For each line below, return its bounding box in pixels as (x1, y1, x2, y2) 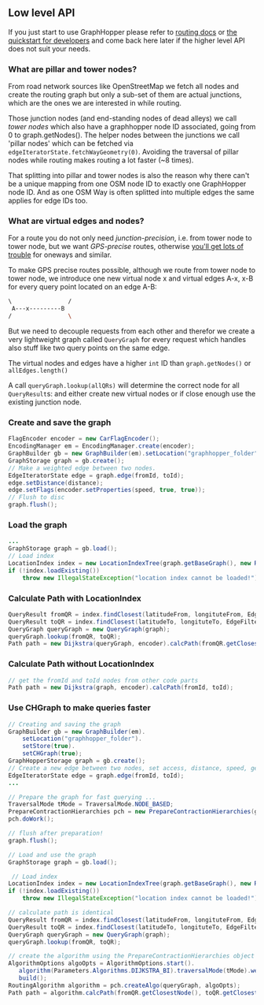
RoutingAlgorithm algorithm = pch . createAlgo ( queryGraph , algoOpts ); (8, 981, 241, 989)
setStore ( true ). (22, 743, 76, 750)
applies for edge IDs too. (8, 196, 88, 206)
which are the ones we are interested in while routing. (8, 99, 182, 108)
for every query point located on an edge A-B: (8, 282, 157, 292)
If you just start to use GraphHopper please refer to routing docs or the (8, 27, 238, 36)
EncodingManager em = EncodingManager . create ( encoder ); (8, 442, 195, 450)
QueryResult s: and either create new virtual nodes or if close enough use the (8, 389, 256, 399)
